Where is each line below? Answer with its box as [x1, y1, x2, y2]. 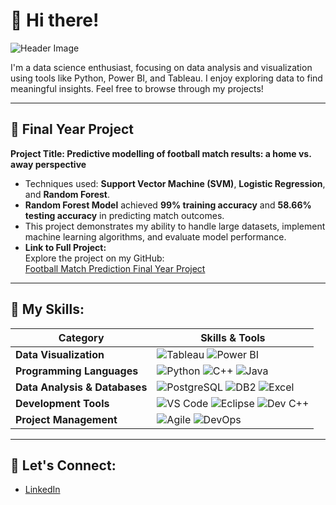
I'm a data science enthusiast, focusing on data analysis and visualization [10, 61, 313, 73]
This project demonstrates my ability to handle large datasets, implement [24, 220, 326, 232]
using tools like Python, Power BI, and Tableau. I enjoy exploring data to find [10, 72, 323, 84]
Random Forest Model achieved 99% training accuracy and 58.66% [24, 199, 312, 211]
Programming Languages [15, 364, 139, 378]
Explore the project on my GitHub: [24, 252, 165, 264]
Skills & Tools [200, 330, 266, 344]
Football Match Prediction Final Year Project [24, 262, 206, 274]
